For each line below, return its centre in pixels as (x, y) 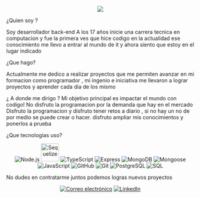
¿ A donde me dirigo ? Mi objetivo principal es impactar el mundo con (92, 98)
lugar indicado (24, 51)
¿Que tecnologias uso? (34, 135)
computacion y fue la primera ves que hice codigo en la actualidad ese (93, 38)
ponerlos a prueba (29, 123)
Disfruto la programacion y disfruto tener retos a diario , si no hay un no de (98, 111)
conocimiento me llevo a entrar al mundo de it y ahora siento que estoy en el (100, 44)
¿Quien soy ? (22, 20)
